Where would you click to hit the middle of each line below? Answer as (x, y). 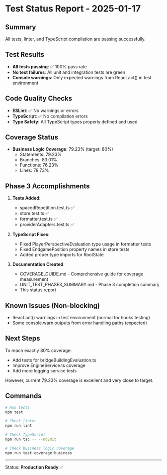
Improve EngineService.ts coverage (49, 365)
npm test (14, 412)
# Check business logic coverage (40, 448)
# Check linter (21, 421)
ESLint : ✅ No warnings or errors (45, 111)
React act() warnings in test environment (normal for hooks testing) (81, 318)
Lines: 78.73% (34, 170)
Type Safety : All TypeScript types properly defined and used (75, 121)
